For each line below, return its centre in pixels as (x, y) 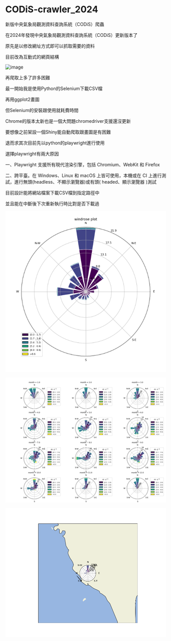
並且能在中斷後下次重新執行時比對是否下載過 (52, 204)
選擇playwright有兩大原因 (32, 153)
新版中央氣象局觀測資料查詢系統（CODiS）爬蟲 (55, 24)
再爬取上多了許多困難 (28, 77)
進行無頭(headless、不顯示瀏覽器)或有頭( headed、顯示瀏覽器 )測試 (85, 182)
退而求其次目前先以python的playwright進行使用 (55, 143)
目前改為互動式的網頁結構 (32, 57)
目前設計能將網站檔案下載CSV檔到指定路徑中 (52, 192)
